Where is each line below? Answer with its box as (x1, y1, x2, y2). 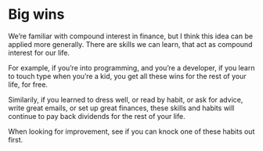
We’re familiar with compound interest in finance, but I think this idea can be (8, 31, 253, 41)
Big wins (8, 5, 65, 23)
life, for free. (8, 80, 49, 89)
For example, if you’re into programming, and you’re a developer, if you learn (8, 63, 255, 72)
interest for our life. (8, 48, 70, 57)
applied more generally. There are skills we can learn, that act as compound (8, 39, 253, 49)
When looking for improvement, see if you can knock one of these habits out (8, 127, 255, 136)
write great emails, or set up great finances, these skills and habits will (8, 103, 235, 113)
